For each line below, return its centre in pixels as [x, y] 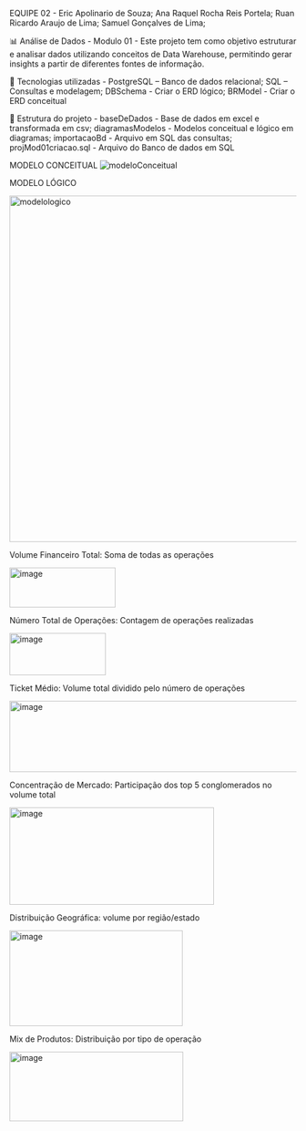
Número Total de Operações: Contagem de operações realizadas [132, 620]
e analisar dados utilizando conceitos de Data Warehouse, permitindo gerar [151, 54]
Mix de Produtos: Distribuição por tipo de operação [106, 1039]
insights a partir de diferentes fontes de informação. [107, 64]
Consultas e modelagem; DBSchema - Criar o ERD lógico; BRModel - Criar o [153, 91]
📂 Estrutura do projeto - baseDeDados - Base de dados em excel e [134, 118]
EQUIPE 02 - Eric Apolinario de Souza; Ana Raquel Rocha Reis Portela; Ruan [152, 13]
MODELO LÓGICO [43, 183]
